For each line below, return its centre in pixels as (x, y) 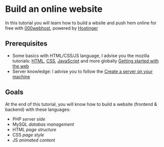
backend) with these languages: (38, 109)
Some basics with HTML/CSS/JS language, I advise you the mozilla (81, 55)
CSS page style (28, 135)
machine (21, 76)
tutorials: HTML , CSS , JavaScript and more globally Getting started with (85, 61)
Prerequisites (26, 44)
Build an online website (54, 9)
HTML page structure (34, 129)
